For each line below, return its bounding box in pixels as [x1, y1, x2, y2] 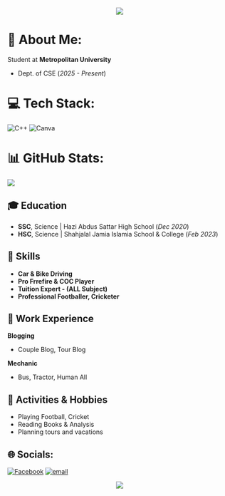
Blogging [7, 331, 35, 340]
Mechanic [7, 359, 38, 368]
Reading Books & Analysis [17, 420, 95, 429]
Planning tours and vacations [17, 428, 103, 436]
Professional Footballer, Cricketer [17, 292, 120, 301]
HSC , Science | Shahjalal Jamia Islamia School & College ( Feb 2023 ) [17, 229, 219, 238]
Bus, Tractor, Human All [17, 373, 88, 381]
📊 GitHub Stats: [7, 150, 105, 167]
